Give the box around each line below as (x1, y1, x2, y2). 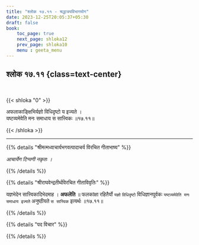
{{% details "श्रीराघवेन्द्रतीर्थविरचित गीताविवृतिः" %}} (6, 179, 110, 186)
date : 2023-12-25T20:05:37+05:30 (6, 14, 89, 20)
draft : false (6, 20, 38, 26)
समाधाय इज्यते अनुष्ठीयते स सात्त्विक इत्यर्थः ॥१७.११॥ (6, 197, 104, 205)
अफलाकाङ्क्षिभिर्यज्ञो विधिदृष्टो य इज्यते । (6, 108, 82, 115)
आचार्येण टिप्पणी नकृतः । (6, 155, 52, 163)
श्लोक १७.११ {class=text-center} (6, 69, 122, 79)
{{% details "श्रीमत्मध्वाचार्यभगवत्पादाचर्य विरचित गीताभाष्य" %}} (6, 144, 131, 151)
